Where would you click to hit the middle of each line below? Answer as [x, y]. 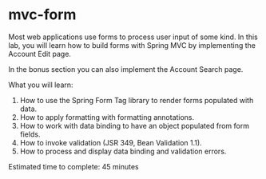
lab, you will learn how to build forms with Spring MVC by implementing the [132, 45]
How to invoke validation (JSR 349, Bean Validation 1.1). [111, 142]
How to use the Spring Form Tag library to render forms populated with [137, 100]
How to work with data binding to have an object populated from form [135, 125]
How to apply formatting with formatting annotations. [107, 117]
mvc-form [42, 15]
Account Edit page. [40, 54]
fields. [30, 134]
